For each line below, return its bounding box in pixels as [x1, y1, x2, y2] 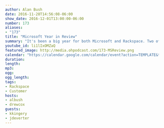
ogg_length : [5, 75, 29, 80]
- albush [5, 98, 23, 103]
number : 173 [5, 20, 29, 26]
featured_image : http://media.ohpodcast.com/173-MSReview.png [5, 48, 134, 53]
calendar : [5, 52, 25, 57]
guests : [5, 107, 21, 112]
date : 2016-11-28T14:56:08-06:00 [5, 12, 73, 17]
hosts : [5, 93, 19, 98]
